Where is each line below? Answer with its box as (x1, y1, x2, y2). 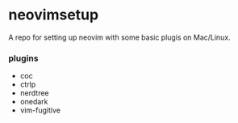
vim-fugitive (19, 105, 61, 115)
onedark (19, 97, 48, 107)
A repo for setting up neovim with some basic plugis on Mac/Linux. (8, 32, 232, 42)
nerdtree (19, 88, 49, 98)
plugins (8, 53, 39, 64)
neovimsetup (8, 6, 99, 24)
